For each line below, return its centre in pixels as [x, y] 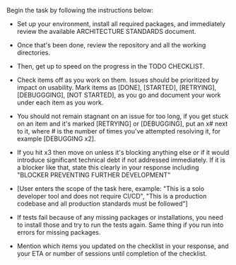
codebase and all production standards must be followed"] [102, 204]
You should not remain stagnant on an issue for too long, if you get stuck [123, 116]
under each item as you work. [60, 102]
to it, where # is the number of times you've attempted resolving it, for [119, 131]
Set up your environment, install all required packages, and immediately [121, 24]
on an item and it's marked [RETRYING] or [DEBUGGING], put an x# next [122, 124]
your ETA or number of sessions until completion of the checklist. [112, 253]
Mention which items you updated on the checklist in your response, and [123, 246]
